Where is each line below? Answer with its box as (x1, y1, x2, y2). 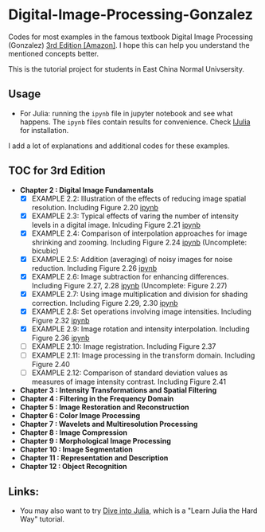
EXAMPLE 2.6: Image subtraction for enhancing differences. (31, 272, 229, 281)
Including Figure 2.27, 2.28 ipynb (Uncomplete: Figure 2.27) (31, 280, 228, 290)
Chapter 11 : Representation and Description (19, 453, 169, 463)
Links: (8, 484, 40, 499)
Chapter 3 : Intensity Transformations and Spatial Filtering (19, 385, 217, 395)
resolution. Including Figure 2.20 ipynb (31, 202, 159, 212)
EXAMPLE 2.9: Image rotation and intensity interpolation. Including (31, 324, 250, 334)
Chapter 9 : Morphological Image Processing (19, 436, 171, 446)
